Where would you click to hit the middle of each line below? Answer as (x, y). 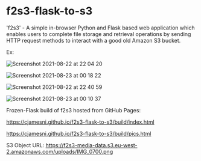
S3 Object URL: (25, 145)
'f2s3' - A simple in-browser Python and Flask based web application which (101, 28)
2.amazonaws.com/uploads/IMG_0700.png (60, 151)
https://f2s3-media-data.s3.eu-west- (91, 145)
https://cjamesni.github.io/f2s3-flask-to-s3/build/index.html (81, 122)
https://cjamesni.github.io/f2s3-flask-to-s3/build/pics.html (79, 133)
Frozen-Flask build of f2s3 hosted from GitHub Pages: (73, 110)
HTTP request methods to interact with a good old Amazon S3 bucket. (94, 40)
